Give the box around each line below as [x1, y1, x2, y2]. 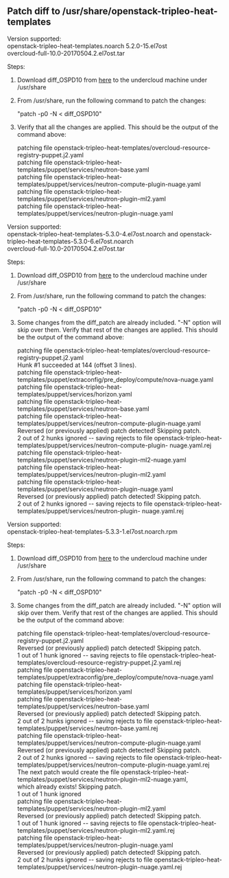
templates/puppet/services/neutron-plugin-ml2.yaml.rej [16, 826, 175, 834]
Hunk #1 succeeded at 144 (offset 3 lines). [16, 361, 137, 369]
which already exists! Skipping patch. [16, 783, 123, 791]
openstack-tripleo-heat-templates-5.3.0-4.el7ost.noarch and [7, 229, 178, 238]
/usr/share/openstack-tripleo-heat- [62, 5, 218, 17]
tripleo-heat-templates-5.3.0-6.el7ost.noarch [7, 237, 134, 245]
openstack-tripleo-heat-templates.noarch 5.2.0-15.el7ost [7, 41, 168, 50]
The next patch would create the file [16, 767, 120, 776]
